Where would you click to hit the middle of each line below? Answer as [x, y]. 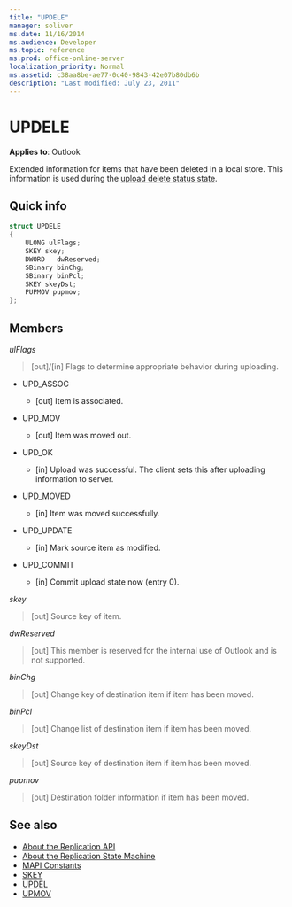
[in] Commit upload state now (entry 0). [107, 582]
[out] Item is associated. [79, 400]
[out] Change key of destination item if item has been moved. [142, 694]
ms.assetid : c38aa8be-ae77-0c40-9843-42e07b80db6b [104, 75]
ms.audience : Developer [53, 42]
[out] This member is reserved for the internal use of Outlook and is [154, 650]
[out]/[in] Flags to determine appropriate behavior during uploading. [154, 366]
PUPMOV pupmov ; [53, 292]
